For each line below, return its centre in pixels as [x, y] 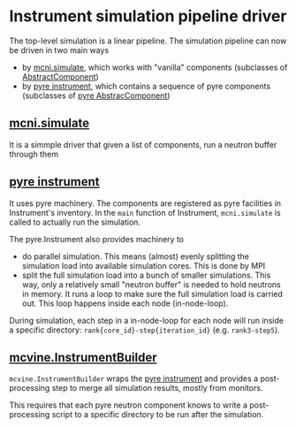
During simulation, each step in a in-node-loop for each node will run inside [147, 320]
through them [34, 154]
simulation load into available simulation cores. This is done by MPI [144, 265]
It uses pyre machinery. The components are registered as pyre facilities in [145, 203]
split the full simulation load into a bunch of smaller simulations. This [146, 275]
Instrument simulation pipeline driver [148, 16]
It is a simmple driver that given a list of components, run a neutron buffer [143, 144]
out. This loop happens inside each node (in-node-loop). [125, 303]
